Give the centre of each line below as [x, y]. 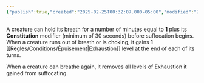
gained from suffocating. [37, 73]
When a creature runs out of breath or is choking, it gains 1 [80, 42]
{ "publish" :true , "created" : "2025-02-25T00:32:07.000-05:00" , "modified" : [100, 12]
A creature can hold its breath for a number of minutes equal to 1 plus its [97, 29]
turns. [14, 55]
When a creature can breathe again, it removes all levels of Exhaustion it [97, 67]
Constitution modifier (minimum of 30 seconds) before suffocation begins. [100, 35]
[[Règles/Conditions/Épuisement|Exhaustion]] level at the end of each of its [100, 48]
